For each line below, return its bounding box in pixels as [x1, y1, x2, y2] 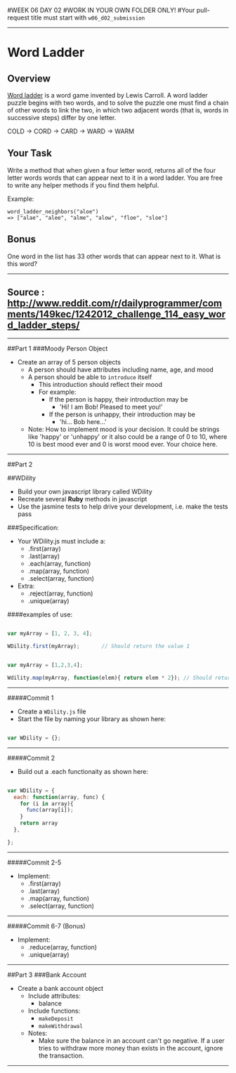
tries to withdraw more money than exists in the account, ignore [38, 1044, 223, 1052]
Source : [7, 287, 45, 298]
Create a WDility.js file [17, 707, 86, 716]
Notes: [27, 1029, 48, 1037]
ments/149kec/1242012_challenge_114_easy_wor [7, 308, 226, 320]
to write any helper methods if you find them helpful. [7, 180, 159, 189]
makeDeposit [38, 1015, 74, 1022]
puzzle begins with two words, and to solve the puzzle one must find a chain [7, 98, 229, 107]
